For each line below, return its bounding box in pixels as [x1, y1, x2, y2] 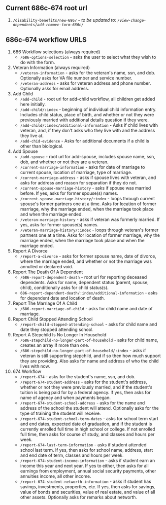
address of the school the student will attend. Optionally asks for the [20, 405, 159, 411]
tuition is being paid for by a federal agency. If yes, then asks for [20, 389, 151, 395]
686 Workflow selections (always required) [12, 49, 100, 55]
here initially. [20, 101, 46, 107]
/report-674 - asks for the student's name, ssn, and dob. [20, 373, 136, 379]
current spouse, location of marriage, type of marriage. [20, 169, 133, 175]
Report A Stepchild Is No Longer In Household [12, 331, 106, 337]
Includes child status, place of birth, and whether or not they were [20, 111, 154, 117]
